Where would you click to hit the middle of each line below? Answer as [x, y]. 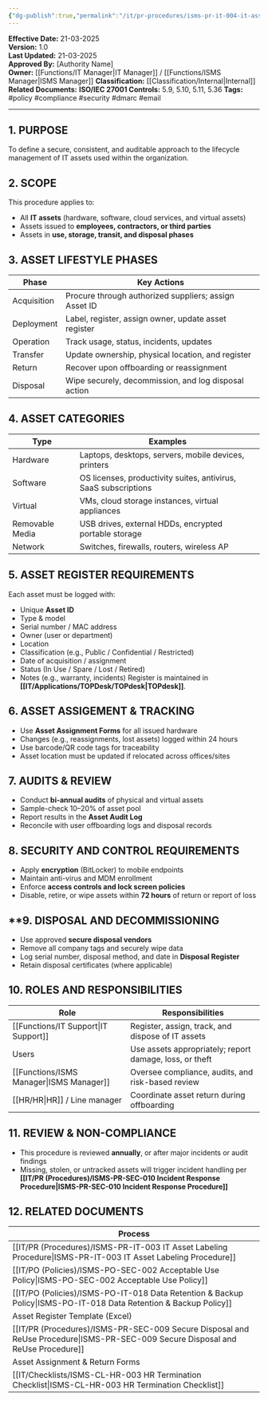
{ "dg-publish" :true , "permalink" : [64, 16]
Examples [168, 441]
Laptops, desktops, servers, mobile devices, [162, 454]
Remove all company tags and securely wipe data [101, 948]
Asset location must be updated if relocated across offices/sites [125, 756]
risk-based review [165, 1082]
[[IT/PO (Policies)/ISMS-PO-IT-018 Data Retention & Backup [128, 1293]
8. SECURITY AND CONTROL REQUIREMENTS [124, 851]
